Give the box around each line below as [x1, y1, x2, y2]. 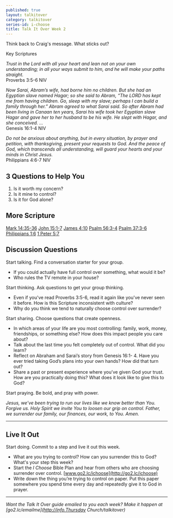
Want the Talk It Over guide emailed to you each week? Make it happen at [6, 502, 163, 508]
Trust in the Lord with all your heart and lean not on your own [6, 61, 136, 67]
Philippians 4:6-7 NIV [6, 157, 51, 163]
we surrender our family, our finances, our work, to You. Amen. [6, 411, 140, 417]
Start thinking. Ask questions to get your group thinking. [6, 284, 124, 290]
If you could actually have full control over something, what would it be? [13, 269, 166, 275]
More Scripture [6, 211, 55, 220]
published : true [6, 7, 41, 13]
